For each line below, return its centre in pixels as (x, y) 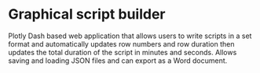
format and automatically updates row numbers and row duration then (121, 43)
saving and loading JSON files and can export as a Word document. (118, 61)
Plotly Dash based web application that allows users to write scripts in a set (130, 36)
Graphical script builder (87, 14)
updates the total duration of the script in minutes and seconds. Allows (123, 52)
